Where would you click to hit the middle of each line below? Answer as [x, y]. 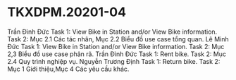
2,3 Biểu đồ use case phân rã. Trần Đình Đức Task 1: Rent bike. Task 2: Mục [117, 54]
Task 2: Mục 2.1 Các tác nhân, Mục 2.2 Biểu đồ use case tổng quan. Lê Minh [118, 39]
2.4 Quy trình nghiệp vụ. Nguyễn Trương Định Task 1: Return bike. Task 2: [114, 61]
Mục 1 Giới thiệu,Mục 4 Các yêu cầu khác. [68, 69]
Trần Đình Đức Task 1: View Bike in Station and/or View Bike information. [112, 32]
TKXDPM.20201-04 [67, 12]
